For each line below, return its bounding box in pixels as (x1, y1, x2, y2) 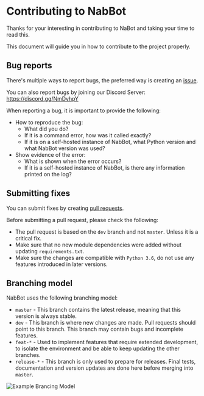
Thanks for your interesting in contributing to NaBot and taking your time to (6, 24, 195, 32)
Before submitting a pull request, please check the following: (6, 216, 158, 223)
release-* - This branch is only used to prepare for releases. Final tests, (15, 358, 196, 365)
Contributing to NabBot (6, 4, 127, 18)
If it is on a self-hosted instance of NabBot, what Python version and (24, 138, 196, 145)
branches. (15, 351, 41, 359)
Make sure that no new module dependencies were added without (15, 241, 181, 248)
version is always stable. (15, 312, 77, 320)
